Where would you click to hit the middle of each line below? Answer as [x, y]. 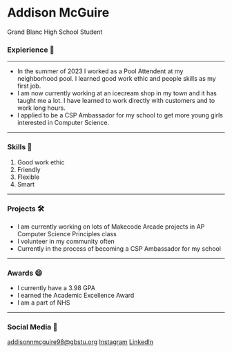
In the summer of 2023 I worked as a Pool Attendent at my [100, 71]
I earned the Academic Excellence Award [76, 296]
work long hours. [41, 108]
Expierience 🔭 [31, 50]
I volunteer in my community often [66, 241]
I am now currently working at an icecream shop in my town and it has [117, 93]
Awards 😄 [25, 273]
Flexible [28, 177]
